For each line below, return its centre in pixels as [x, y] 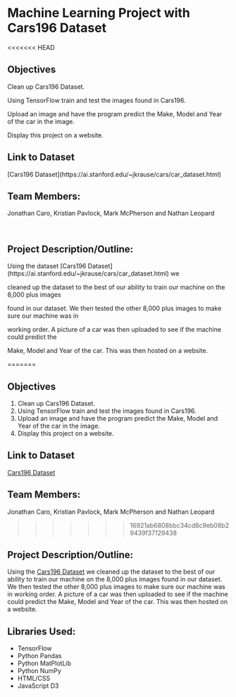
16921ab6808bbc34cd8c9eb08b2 [180, 525]
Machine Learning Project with [99, 13]
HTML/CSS [34, 679]
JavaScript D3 [38, 686]
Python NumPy [39, 671]
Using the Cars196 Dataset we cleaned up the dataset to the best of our [111, 572]
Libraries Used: [42, 631]
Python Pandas [39, 656]
